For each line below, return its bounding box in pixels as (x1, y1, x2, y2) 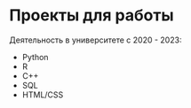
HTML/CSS (21, 89, 64, 100)
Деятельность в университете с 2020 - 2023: (9, 35, 182, 45)
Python (21, 51, 49, 62)
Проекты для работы (9, 5, 174, 26)
